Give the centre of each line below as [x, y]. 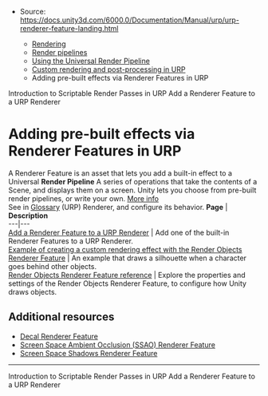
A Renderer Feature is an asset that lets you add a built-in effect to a [120, 173]
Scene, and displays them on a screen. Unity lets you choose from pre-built [132, 190]
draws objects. [33, 291]
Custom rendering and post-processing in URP [108, 69]
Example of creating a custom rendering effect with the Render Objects [125, 249]
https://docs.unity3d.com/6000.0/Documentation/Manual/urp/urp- [129, 20]
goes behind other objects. [53, 266]
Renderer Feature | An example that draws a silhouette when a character [128, 258]
